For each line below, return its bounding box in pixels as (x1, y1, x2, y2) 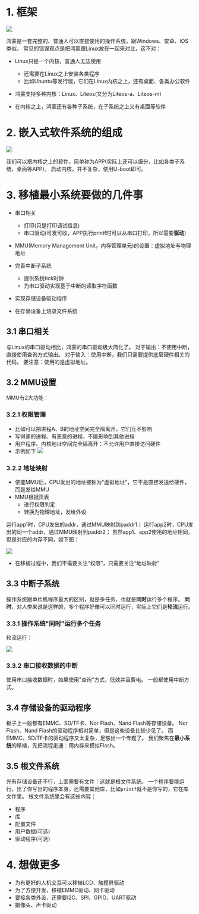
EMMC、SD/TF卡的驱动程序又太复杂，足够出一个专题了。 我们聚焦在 (6, 734, 175, 741)
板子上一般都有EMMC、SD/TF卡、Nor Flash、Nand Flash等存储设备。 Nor (6, 719, 188, 727)
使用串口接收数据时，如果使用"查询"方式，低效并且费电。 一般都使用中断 (6, 676, 184, 683)
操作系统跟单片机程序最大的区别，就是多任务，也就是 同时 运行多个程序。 (6, 596, 183, 603)
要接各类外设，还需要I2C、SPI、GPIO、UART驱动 (14, 894, 137, 901)
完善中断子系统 (14, 262, 52, 269)
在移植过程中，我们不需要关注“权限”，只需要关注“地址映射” (14, 560, 160, 567)
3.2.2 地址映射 (6, 464, 48, 472)
